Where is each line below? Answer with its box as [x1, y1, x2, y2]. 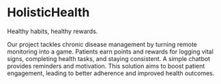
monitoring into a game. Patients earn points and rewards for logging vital [7, 47, 213, 56]
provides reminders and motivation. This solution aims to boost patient [7, 62, 205, 70]
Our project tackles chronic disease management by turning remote [7, 40, 198, 48]
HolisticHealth [7, 5, 90, 20]
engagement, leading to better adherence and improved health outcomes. [7, 69, 215, 77]
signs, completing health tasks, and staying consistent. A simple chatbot [7, 54, 210, 62]
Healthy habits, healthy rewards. [7, 27, 98, 35]
